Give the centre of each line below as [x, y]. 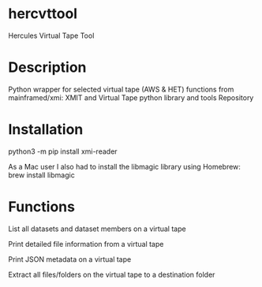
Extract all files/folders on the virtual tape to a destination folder [112, 274]
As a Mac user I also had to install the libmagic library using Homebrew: [124, 166]
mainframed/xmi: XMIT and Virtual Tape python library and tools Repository [131, 97]
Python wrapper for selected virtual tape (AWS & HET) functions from [121, 89]
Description [47, 67]
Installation [46, 130]
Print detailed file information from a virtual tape [86, 244]
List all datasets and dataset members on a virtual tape [97, 229]
